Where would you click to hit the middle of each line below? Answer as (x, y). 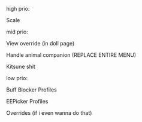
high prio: (18, 9)
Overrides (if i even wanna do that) (49, 113)
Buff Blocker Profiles (31, 90)
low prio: (17, 78)
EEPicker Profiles (27, 101)
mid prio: (17, 32)
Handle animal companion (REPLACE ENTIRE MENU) (71, 55)
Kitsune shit (21, 66)
